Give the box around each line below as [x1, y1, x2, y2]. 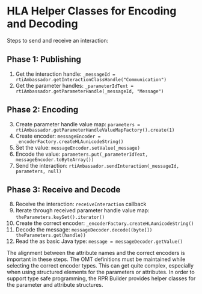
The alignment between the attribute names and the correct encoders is [7, 250, 185, 257]
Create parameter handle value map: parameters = [15, 120, 141, 127]
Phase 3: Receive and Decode [7, 185, 121, 195]
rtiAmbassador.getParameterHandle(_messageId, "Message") [15, 88, 164, 94]
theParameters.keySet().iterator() [15, 215, 105, 221]
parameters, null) [15, 168, 62, 174]
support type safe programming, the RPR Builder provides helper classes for [7, 275, 196, 282]
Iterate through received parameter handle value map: [15, 207, 150, 214]
